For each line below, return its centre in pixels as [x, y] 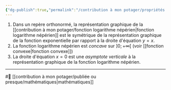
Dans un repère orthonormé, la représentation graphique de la [78, 24]
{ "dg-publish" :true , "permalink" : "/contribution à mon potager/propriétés [85, 10]
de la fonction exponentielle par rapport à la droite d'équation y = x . [84, 40]
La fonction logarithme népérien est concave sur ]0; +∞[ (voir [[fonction [88, 46]
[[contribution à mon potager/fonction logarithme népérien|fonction [83, 30]
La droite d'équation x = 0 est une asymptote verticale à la [74, 57]
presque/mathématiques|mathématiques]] [50, 82]
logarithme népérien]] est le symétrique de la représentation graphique [87, 35]
